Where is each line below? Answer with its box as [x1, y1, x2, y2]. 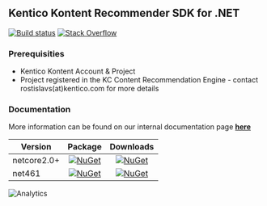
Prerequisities [8, 48, 65, 59]
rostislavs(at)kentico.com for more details [19, 84, 159, 94]
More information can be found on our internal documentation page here [8, 122, 252, 132]
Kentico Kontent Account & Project [19, 66, 136, 76]
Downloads [109, 141, 155, 153]
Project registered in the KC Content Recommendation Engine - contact [19, 75, 259, 85]
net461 [12, 168, 41, 179]
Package [67, 141, 103, 153]
